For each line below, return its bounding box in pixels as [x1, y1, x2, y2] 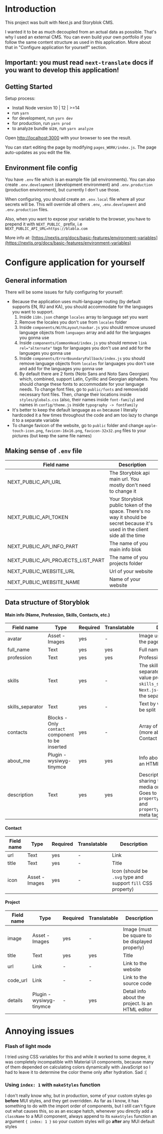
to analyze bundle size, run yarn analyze [12, 125, 94, 132]
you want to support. [12, 309, 54, 314]
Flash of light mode [5, 1043, 51, 1049]
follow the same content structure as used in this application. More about [5, 39, 151, 45]
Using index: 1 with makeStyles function [5, 1082, 101, 1088]
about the [123, 994, 145, 1000]
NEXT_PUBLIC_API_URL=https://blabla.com [5, 226, 88, 231]
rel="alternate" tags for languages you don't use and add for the [19, 345, 151, 351]
